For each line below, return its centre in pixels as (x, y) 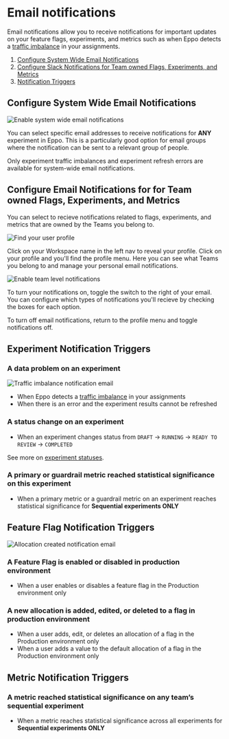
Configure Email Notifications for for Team (99, 190)
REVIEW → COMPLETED (45, 444)
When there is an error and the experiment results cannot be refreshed (117, 404)
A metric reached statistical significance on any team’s (100, 697)
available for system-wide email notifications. (71, 168)
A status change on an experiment (66, 422)
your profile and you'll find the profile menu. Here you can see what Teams (113, 258)
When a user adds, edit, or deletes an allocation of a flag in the (106, 634)
